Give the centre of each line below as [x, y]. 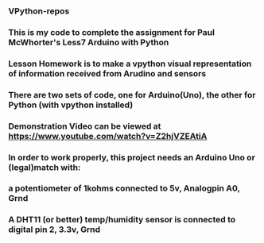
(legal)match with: [45, 167]
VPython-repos [39, 11]
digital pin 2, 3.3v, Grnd [54, 229]
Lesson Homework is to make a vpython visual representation [130, 64]
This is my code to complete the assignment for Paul [111, 32]
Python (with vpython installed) [71, 105]
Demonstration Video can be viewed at [85, 126]
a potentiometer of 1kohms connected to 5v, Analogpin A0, [124, 188]
